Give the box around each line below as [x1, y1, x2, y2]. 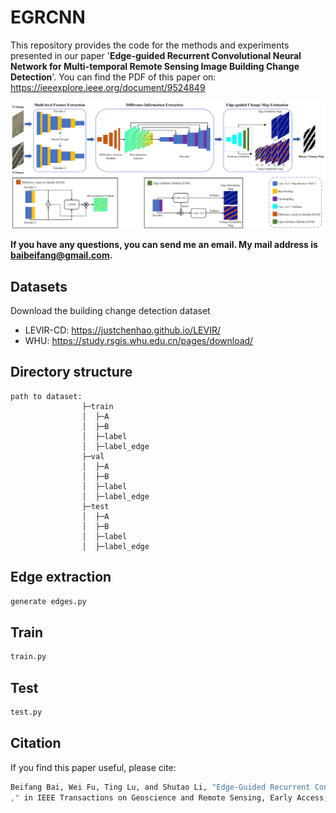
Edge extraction [10, 569, 112, 586]
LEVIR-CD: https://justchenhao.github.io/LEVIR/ [24, 324, 221, 336]
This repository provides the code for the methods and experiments [10, 39, 290, 51]
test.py [10, 707, 43, 718]
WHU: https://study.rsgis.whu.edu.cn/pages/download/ [24, 335, 254, 347]
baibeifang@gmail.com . [10, 249, 113, 261]
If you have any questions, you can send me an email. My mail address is [10, 239, 318, 251]
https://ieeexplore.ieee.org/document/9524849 [10, 81, 206, 93]
